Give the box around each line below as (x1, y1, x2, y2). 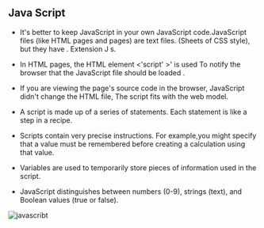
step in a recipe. (19, 115, 73, 125)
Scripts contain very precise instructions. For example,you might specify (19, 131, 257, 140)
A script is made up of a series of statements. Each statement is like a (19, 107, 247, 116)
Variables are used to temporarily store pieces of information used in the (19, 162, 257, 173)
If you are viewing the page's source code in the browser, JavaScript (19, 83, 245, 93)
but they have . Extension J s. (19, 44, 117, 54)
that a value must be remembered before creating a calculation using (19, 139, 246, 149)
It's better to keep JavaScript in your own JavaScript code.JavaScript (19, 27, 247, 36)
